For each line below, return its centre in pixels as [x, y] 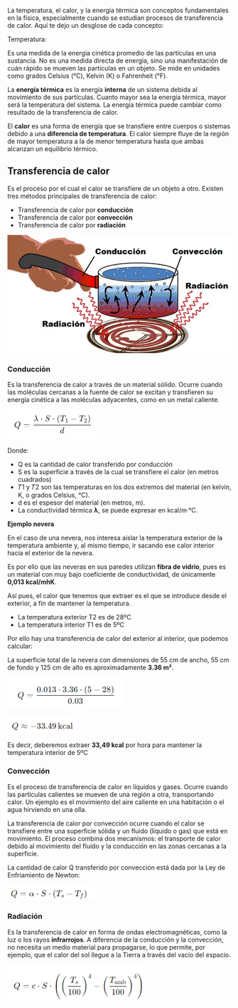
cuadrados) [34, 480]
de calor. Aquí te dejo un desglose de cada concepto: [86, 25]
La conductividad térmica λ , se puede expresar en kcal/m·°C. [108, 510]
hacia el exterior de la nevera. [51, 553]
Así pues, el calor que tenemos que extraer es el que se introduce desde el [117, 596]
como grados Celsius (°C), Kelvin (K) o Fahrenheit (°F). [88, 76]
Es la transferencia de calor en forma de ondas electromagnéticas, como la [117, 932]
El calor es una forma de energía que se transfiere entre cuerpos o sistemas [119, 126]
